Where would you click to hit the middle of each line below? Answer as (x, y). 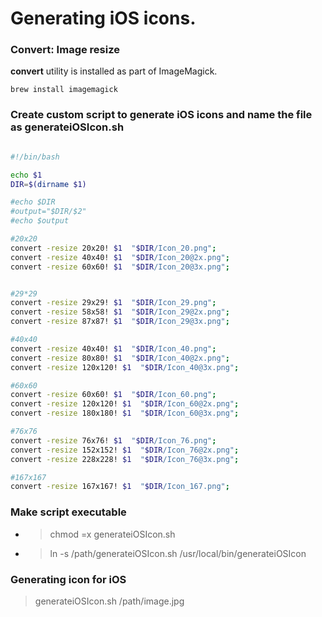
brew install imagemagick (64, 90)
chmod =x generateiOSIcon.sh (112, 534)
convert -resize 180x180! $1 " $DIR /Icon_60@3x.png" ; (125, 413)
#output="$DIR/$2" (48, 212)
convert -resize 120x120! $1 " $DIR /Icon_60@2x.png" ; (125, 404)
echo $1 (26, 175)
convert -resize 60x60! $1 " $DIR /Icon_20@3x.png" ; (120, 267)
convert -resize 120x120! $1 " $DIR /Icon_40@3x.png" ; (125, 367)
